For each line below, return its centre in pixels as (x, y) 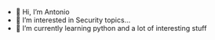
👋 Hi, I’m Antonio (42, 12)
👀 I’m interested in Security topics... (73, 20)
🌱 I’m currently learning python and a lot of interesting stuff (111, 28)
